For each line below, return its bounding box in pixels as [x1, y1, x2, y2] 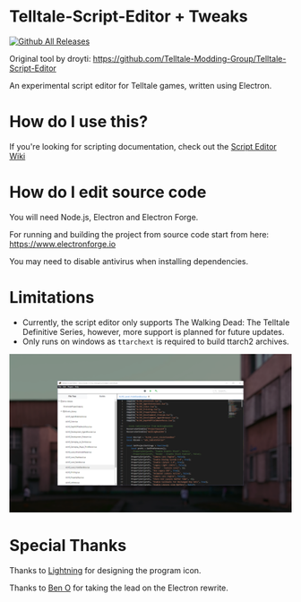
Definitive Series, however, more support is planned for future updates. [21, 326, 285, 337]
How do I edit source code [9, 182, 207, 202]
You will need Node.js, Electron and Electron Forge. [9, 211, 199, 222]
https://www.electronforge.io [9, 238, 116, 249]
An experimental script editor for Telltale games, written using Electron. [9, 80, 272, 90]
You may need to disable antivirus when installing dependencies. [9, 255, 249, 266]
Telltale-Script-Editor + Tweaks [9, 6, 248, 27]
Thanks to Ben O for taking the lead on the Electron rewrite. [9, 582, 228, 593]
